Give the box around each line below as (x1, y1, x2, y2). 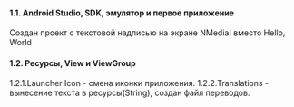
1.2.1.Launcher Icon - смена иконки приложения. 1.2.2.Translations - (9, 78, 269, 89)
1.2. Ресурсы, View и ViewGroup (9, 57, 136, 68)
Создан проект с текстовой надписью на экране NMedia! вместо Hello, (9, 27, 286, 38)
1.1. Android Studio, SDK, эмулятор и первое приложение (9, 7, 234, 18)
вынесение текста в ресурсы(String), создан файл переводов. (9, 87, 250, 99)
